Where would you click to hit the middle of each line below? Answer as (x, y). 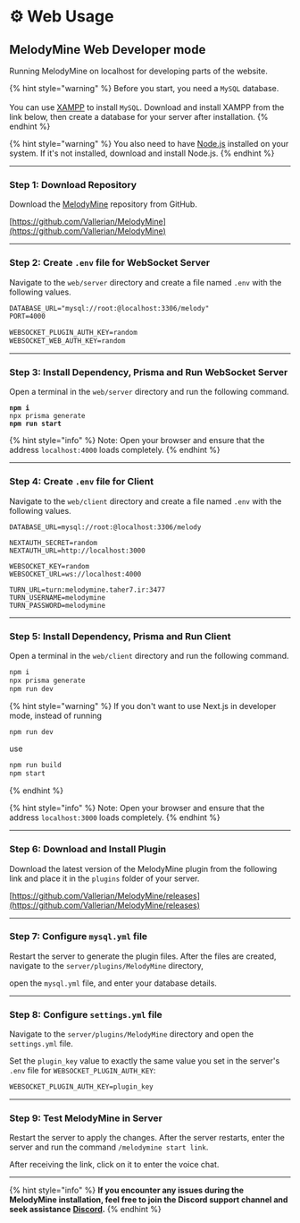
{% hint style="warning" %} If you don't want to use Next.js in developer (143, 706)
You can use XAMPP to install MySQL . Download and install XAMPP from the (147, 107)
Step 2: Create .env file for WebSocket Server (110, 263)
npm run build (36, 765)
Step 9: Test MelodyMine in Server (86, 1118)
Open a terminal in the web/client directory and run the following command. (149, 655)
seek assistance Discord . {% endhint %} (86, 1210)
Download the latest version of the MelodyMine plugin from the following (143, 868)
